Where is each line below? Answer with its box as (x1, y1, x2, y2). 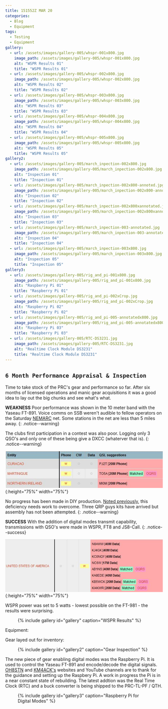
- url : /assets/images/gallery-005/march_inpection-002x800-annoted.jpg (9, 183, 164, 188)
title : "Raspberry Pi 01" (14, 288, 68, 293)
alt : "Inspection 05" (14, 257, 59, 262)
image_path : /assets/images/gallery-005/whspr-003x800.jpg (14, 98, 140, 103)
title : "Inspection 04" (14, 241, 64, 246)
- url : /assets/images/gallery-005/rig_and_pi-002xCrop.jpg (9, 294, 137, 299)
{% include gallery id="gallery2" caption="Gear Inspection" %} (17, 646, 148, 652)
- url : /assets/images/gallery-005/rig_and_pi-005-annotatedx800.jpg (9, 315, 157, 320)
